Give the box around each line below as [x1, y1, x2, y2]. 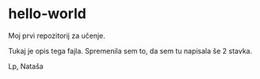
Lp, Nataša [8, 61, 44, 71]
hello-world [8, 5, 87, 23]
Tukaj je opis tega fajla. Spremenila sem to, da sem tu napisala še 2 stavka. [8, 46, 252, 55]
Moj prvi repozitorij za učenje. [8, 31, 105, 40]
